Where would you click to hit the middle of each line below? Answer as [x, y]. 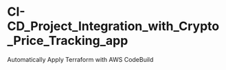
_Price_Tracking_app [68, 41]
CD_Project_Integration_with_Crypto [113, 26]
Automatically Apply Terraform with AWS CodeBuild [80, 59]
